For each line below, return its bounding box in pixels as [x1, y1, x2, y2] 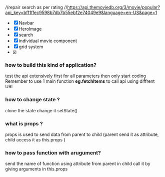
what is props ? [5, 120, 43, 127]
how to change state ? [5, 96, 60, 103]
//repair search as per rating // [5, 5, 67, 10]
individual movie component [18, 38, 77, 44]
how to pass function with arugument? [5, 149, 101, 156]
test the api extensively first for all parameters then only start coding [5, 73, 146, 79]
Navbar [18, 20, 34, 26]
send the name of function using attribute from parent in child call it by [5, 160, 151, 167]
